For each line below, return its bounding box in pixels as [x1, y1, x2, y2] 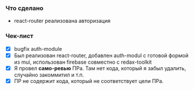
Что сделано [5, 4, 44, 12]
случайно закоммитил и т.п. [13, 71, 84, 78]
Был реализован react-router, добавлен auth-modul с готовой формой [13, 51, 189, 59]
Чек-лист [5, 32, 33, 40]
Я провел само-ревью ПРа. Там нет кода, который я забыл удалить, [13, 64, 186, 71]
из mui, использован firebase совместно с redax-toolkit [13, 58, 152, 65]
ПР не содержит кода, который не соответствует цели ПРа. [13, 77, 164, 84]
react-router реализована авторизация [13, 18, 111, 25]
